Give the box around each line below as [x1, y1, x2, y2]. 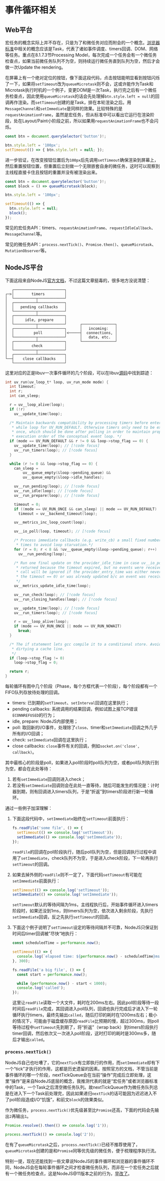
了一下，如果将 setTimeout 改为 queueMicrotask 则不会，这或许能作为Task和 [5, 81, 154, 87]
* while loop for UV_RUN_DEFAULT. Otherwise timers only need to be [11, 425, 155, 430]
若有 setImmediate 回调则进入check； [12, 776, 86, 782]
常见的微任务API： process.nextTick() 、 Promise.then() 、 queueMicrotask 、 [5, 241, 156, 247]
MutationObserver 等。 [5, 247, 49, 253]
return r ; [9, 669, 29, 674]
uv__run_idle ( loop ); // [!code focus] [14, 488, 93, 493]
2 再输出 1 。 [9, 1113, 31, 1119]
